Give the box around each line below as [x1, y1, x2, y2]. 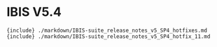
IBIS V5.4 [6, 4, 62, 20]
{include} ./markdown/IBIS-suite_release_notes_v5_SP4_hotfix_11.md [6, 32, 211, 40]
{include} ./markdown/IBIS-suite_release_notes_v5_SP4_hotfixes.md [6, 27, 208, 34]
